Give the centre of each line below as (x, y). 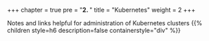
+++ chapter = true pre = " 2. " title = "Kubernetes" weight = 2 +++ (101, 10)
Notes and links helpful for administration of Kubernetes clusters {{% (105, 23)
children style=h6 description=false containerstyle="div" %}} (94, 30)
